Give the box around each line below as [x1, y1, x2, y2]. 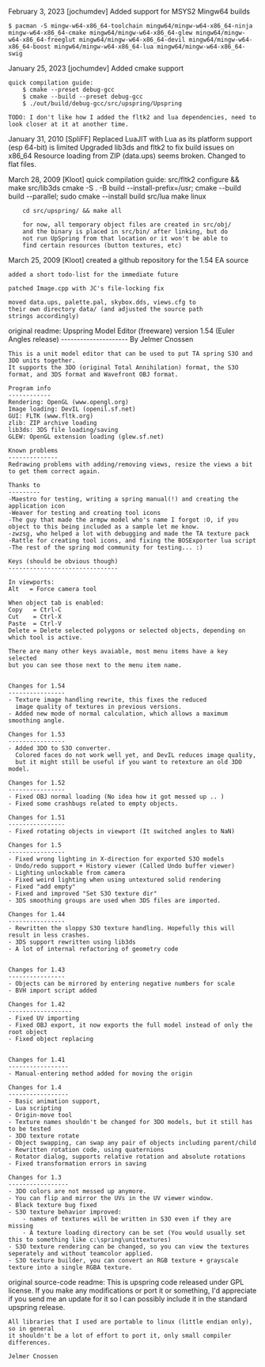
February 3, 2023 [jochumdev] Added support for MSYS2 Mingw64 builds [8, 7, 251, 16]
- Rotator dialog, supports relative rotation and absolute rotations [8, 1153, 246, 1161]
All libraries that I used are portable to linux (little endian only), [8, 1318, 253, 1326]
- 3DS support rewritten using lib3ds [8, 938, 136, 946]
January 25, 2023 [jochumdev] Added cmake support [8, 63, 184, 73]
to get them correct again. [8, 468, 101, 475]
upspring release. [8, 1303, 66, 1312]
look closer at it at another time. [8, 120, 129, 128]
